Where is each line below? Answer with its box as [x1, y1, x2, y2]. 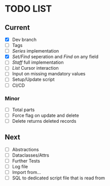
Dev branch [12, 36, 36, 42]
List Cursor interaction [12, 65, 59, 71]
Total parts [12, 107, 35, 113]
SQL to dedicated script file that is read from [12, 175, 105, 181]
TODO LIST [5, 3, 52, 15]
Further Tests [12, 158, 40, 164]
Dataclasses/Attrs [12, 152, 49, 158]
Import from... [12, 169, 41, 175]
